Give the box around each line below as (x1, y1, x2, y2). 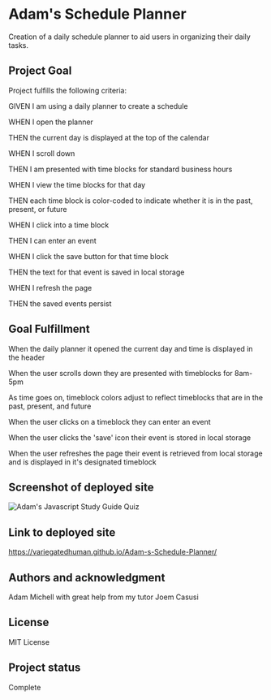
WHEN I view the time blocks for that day (8, 179, 146, 189)
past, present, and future (8, 401, 92, 411)
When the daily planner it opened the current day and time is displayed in (8, 344, 253, 353)
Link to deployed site (8, 525, 116, 539)
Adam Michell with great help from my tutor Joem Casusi (8, 592, 199, 602)
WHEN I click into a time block (8, 220, 110, 230)
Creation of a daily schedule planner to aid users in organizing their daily (8, 32, 252, 41)
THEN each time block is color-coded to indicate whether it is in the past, (8, 196, 253, 205)
